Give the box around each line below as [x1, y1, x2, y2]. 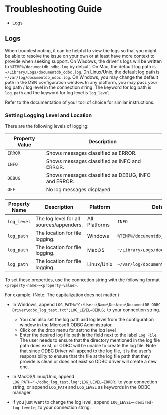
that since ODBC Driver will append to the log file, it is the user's [19, 348, 152, 354]
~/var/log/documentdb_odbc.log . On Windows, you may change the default [5, 74, 158, 80]
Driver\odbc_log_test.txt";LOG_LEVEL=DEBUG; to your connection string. [12, 307, 160, 313]
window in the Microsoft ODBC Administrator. [19, 322, 113, 328]
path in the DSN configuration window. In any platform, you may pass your [5, 79, 158, 85]
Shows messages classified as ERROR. [46, 150, 137, 157]
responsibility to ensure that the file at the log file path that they [19, 353, 150, 359]
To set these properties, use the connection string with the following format [5, 277, 160, 283]
